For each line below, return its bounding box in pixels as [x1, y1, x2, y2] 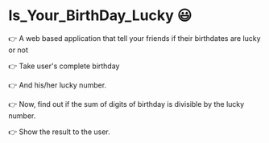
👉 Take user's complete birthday [8, 61, 120, 71]
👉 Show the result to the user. [8, 127, 110, 137]
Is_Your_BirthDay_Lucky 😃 [8, 6, 192, 25]
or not [8, 45, 28, 55]
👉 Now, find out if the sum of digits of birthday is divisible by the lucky [8, 99, 245, 108]
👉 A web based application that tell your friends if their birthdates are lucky [8, 33, 261, 43]
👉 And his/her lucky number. [8, 80, 107, 90]
